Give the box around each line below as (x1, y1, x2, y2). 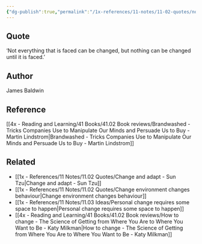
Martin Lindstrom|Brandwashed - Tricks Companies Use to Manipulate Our (6, 133, 192, 140)
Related (6, 157, 36, 167)
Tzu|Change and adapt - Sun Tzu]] (14, 179, 102, 187)
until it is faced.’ (6, 54, 45, 61)
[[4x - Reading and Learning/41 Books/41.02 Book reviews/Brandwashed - (6, 120, 191, 128)
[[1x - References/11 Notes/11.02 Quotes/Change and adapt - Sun (14, 173, 176, 180)
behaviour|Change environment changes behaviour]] (14, 192, 147, 199)
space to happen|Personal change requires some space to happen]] (14, 205, 185, 212)
